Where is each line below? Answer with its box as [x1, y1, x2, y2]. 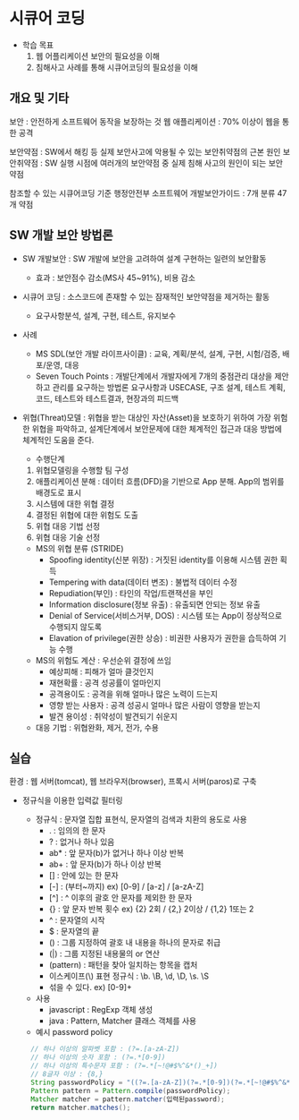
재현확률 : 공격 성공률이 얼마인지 [48, 677, 162, 688]
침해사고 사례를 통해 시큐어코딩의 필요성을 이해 [35, 62, 198, 73]
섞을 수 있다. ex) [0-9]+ [48, 982, 132, 993]
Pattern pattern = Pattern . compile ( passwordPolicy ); [30, 1086, 231, 1095]
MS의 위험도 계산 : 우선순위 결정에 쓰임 [35, 654, 172, 665]
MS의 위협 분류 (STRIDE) [35, 543, 124, 553]
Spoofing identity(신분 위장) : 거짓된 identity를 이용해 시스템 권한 [48, 554, 278, 565]
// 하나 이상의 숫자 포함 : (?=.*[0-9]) [30, 1053, 166, 1062]
